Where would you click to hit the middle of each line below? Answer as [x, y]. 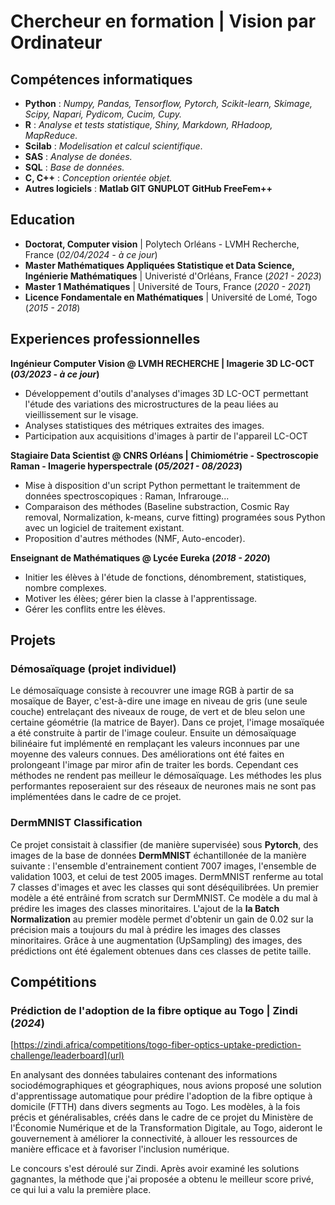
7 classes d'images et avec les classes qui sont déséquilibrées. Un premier [165, 887]
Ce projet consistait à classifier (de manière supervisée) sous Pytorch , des [164, 844]
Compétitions [53, 982]
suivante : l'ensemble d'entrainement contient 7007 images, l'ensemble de [163, 866]
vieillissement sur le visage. [81, 414]
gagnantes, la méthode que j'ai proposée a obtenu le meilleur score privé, [162, 1179]
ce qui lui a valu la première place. [81, 1190]
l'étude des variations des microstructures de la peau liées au [151, 404]
